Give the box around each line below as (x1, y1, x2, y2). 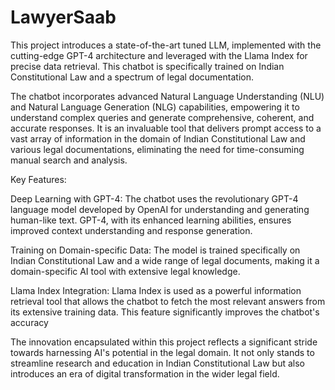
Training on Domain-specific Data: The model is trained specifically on (10, 244, 301, 256)
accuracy (10, 316, 49, 328)
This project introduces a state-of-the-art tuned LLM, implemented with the (10, 39, 322, 51)
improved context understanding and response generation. (10, 224, 253, 236)
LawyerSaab (10, 6, 117, 29)
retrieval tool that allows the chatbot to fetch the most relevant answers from (10, 295, 326, 307)
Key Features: (10, 173, 67, 185)
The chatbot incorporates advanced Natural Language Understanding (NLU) (10, 90, 325, 102)
